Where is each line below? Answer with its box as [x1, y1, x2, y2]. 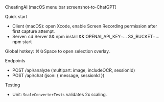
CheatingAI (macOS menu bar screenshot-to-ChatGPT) [5, 4, 117, 10]
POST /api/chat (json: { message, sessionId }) [12, 73, 105, 78]
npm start [12, 39, 32, 45]
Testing [5, 82, 21, 88]
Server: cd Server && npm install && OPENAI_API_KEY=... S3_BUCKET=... [12, 34, 160, 39]
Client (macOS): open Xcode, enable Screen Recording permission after [12, 23, 158, 29]
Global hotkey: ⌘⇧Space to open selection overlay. [5, 49, 110, 54]
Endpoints [5, 58, 25, 63]
